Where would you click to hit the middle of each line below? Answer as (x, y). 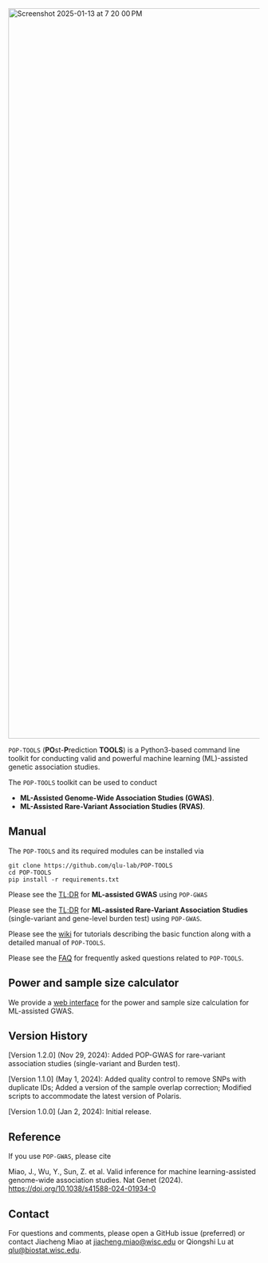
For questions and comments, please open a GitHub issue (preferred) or (127, 1233)
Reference (35, 1137)
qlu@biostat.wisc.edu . (45, 1250)
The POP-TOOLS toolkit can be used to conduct (83, 782)
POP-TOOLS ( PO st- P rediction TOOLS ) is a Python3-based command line (124, 750)
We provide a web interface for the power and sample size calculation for (129, 1002)
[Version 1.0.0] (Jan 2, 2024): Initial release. (80, 1112)
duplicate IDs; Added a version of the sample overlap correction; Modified (130, 1088)
